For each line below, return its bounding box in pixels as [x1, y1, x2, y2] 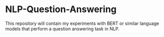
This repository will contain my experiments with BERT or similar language [5, 20, 159, 26]
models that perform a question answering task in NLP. [5, 25, 120, 31]
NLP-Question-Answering [5, 4, 117, 15]
